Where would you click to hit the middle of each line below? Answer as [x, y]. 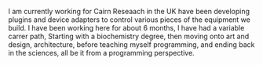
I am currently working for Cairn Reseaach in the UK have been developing [129, 11]
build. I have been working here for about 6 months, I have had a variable [126, 28]
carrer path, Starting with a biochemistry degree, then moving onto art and [129, 36]
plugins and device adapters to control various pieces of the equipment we [130, 20]
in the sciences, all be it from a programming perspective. [101, 53]
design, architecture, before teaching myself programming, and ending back [131, 45]
